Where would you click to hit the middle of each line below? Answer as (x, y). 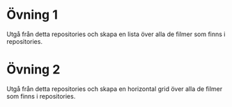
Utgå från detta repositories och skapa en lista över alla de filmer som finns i (116, 34)
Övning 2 (33, 70)
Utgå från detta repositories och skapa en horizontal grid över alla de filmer (115, 89)
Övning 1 (32, 15)
